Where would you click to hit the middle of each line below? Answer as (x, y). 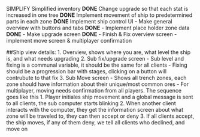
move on (17, 129)
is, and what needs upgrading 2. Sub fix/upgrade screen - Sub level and (95, 59)
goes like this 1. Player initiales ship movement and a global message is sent (100, 97)
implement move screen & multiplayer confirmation (69, 41)
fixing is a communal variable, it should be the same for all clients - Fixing (97, 65)
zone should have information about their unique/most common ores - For (98, 84)
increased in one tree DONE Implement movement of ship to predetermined (99, 15)
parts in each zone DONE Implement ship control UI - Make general (89, 21)
